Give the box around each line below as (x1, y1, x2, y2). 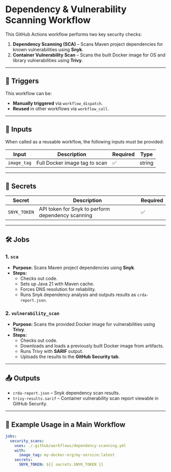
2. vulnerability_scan (5, 309, 60, 316)
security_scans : (10, 438, 44, 444)
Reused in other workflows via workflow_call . (12, 105, 109, 111)
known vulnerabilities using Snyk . (12, 46, 84, 52)
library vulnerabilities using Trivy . (12, 57, 83, 63)
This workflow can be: (5, 90, 52, 96)
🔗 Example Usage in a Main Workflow (5, 420, 126, 429)
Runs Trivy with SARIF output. (20, 348, 83, 355)
